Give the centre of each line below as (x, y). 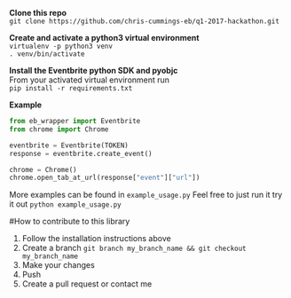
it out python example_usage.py (65, 204)
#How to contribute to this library (70, 222)
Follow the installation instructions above (96, 239)
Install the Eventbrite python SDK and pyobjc (94, 71)
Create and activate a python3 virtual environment (104, 38)
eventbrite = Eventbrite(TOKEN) (69, 145)
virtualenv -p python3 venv (61, 46)
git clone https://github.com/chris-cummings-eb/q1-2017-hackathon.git (144, 21)
